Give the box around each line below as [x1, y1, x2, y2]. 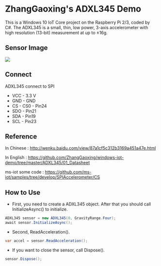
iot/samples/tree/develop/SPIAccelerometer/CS [5, 174, 100, 180]
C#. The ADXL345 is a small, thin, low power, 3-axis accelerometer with [5, 24, 149, 30]
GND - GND [12, 98, 36, 104]
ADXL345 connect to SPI [5, 83, 55, 89]
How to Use [5, 188, 41, 197]
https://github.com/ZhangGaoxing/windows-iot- [28, 155, 124, 160]
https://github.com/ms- [45, 169, 92, 175]
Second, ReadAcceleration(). [12, 229, 70, 235]
